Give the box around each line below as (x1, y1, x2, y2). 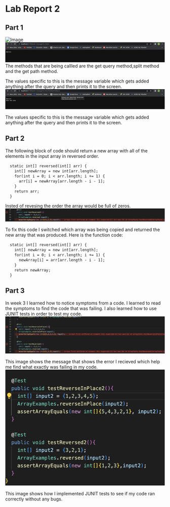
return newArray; (14, 267, 51, 272)
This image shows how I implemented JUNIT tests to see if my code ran (5, 491, 155, 497)
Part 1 (5, 23, 24, 32)
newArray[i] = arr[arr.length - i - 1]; (18, 257, 105, 262)
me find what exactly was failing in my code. (5, 364, 98, 370)
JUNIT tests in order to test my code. (5, 310, 82, 317)
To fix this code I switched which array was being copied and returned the (5, 226, 160, 232)
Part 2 (5, 134, 25, 143)
